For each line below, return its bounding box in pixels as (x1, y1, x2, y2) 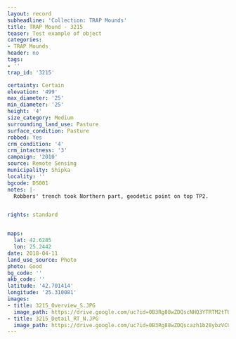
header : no (7, 50, 39, 57)
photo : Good (7, 262, 42, 270)
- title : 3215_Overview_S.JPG (7, 302, 96, 309)
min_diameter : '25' (7, 101, 65, 109)
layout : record (7, 10, 52, 18)
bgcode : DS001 (7, 180, 49, 187)
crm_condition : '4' (7, 140, 65, 147)
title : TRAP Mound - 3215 (7, 23, 83, 30)
